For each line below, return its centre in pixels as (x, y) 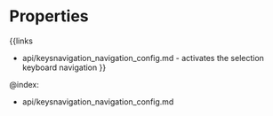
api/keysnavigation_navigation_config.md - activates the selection (143, 58)
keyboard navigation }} (64, 67)
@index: (24, 84)
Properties (49, 16)
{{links (21, 41)
